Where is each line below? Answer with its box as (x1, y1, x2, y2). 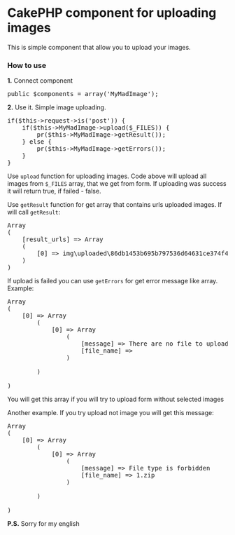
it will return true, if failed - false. (7, 187, 101, 196)
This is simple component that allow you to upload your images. (7, 43, 191, 51)
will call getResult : (7, 208, 61, 217)
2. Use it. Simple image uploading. (7, 103, 106, 111)
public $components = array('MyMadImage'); (7, 90, 159, 98)
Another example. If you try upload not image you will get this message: (7, 409, 215, 417)
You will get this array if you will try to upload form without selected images (7, 395, 225, 404)
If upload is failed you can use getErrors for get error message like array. (7, 277, 218, 285)
